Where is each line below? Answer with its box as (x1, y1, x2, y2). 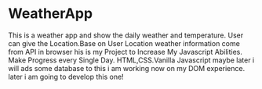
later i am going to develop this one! (8, 72, 124, 81)
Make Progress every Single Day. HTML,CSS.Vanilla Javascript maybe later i (8, 55, 255, 65)
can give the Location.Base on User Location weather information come (8, 38, 241, 48)
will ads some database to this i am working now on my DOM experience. (8, 63, 246, 73)
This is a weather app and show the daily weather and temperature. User (8, 30, 244, 40)
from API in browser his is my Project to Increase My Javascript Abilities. (8, 47, 243, 56)
